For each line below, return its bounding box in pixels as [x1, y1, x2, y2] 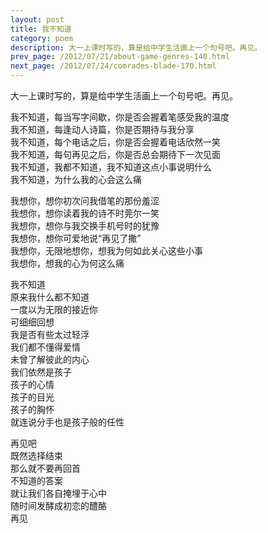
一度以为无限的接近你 [10, 304, 98, 315]
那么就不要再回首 [10, 462, 81, 474]
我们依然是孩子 [10, 366, 72, 378]
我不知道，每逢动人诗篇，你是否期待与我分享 [10, 124, 195, 135]
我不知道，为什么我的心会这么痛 [10, 174, 142, 185]
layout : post [10, 14, 65, 25]
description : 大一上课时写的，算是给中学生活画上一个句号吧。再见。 [10, 42, 263, 53]
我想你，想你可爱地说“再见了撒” [10, 232, 142, 244]
